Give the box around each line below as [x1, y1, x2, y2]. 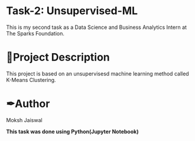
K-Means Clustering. [6, 76, 56, 83]
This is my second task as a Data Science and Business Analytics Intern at [6, 24, 187, 31]
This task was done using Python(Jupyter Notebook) [6, 128, 139, 135]
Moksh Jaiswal [6, 116, 43, 123]
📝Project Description [6, 51, 110, 64]
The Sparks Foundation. [6, 29, 65, 37]
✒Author [6, 97, 50, 110]
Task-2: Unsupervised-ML [6, 4, 138, 18]
